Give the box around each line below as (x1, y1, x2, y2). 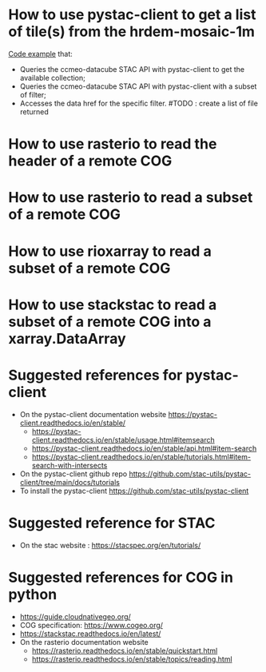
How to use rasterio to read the (8, 135, 217, 153)
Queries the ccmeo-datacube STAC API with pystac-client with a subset (19, 82, 257, 91)
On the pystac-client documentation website (19, 409, 167, 419)
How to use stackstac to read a (8, 296, 217, 313)
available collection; (19, 73, 86, 82)
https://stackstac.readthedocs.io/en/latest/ (19, 629, 161, 638)
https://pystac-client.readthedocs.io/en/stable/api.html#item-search (31, 443, 257, 453)
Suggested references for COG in (8, 568, 234, 587)
